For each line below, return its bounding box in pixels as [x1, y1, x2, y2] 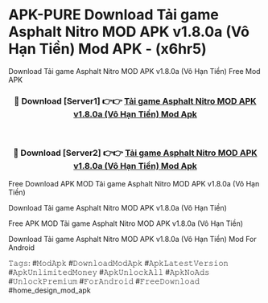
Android [8, 243, 35, 252]
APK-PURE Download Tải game [8, 6, 219, 24]
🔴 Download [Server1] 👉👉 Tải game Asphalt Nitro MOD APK [14, 95, 257, 106]
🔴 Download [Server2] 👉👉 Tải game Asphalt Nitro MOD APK [13, 147, 258, 158]
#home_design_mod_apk [8, 285, 91, 295]
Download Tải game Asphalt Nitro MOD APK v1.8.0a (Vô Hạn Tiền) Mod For [8, 234, 258, 244]
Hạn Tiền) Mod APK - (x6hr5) [8, 40, 207, 58]
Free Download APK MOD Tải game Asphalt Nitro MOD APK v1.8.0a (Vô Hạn [8, 178, 260, 188]
